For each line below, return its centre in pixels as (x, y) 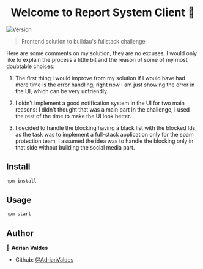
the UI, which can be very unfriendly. (62, 91)
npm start (19, 214)
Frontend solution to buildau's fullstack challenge (83, 41)
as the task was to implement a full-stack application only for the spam (104, 134)
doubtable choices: (31, 66)
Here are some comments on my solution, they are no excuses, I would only (102, 53)
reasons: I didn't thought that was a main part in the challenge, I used (102, 109)
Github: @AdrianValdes (44, 260)
